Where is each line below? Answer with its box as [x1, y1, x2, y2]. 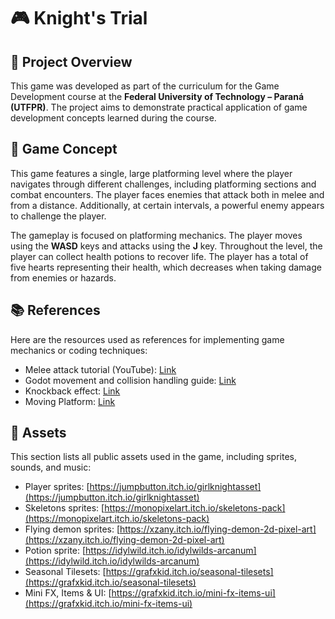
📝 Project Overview [10, 53, 133, 70]
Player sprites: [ [24, 481, 90, 493]
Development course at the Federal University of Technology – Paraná [10, 91, 305, 102]
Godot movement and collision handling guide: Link [24, 374, 237, 386]
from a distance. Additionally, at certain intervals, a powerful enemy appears [10, 199, 325, 211]
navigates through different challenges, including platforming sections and [10, 178, 317, 190]
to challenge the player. [10, 210, 107, 222]
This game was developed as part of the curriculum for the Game [10, 80, 280, 92]
